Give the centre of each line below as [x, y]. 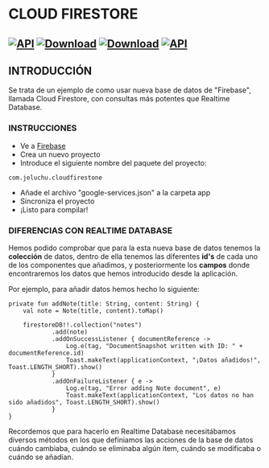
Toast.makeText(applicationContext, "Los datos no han [159, 395]
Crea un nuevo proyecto [60, 154]
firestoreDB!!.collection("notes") [83, 325]
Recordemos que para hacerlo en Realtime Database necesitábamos [122, 431]
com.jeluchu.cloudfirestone [56, 178]
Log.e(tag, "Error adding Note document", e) [143, 388]
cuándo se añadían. [41, 457]
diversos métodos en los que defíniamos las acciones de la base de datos [131, 440]
